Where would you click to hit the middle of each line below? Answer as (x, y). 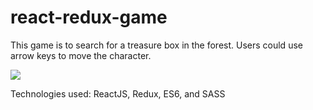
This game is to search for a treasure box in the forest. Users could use (156, 45)
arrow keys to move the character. (81, 55)
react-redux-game (89, 17)
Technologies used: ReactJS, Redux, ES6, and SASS (118, 93)
